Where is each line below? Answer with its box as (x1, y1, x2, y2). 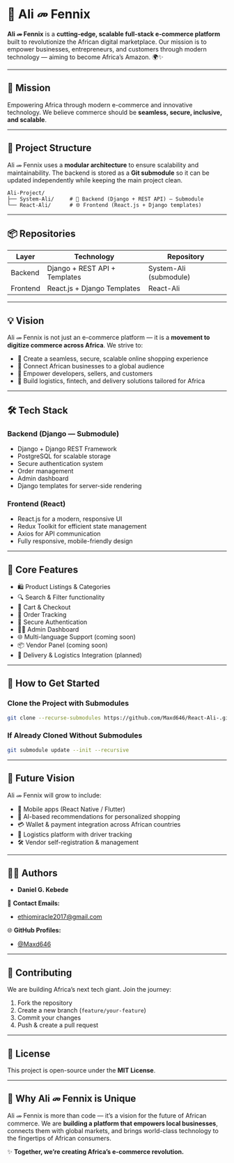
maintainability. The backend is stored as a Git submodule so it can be (7, 169, 210, 177)
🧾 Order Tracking (17, 610, 67, 618)
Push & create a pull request (17, 1021, 99, 1029)
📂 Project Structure (7, 142, 92, 154)
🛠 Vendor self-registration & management (17, 838, 139, 846)
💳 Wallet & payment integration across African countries (17, 820, 181, 828)
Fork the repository (17, 999, 73, 1007)
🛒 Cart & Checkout (17, 602, 71, 611)
